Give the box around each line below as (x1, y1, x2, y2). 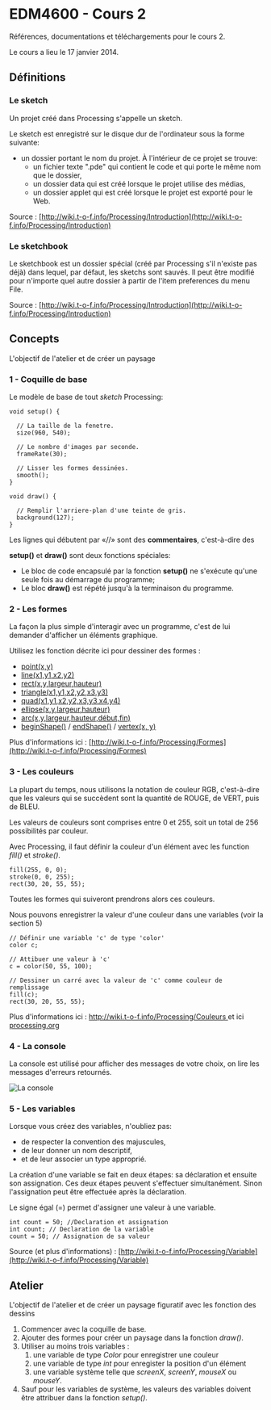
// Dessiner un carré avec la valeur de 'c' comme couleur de (9, 976, 223, 984)
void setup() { (9, 408, 60, 416)
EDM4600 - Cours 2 (9, 5, 147, 23)
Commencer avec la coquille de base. (20, 1324, 147, 1334)
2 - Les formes (9, 603, 68, 615)
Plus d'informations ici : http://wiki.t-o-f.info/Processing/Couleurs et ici (9, 1011, 244, 1022)
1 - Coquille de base (9, 373, 88, 384)
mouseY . (32, 1376, 63, 1386)
